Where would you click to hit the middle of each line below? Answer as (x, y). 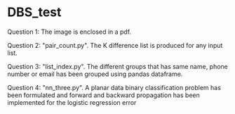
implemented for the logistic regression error (72, 102)
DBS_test (34, 12)
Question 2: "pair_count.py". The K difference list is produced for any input (115, 45)
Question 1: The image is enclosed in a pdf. (69, 32)
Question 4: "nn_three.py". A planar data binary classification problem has (114, 87)
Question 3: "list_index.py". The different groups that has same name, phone (117, 66)
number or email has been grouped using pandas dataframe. (95, 74)
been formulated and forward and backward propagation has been (103, 95)
